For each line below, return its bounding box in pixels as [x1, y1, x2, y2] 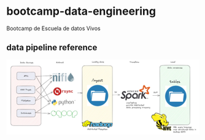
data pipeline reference [6, 42, 98, 53]
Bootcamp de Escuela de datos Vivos [6, 25, 101, 32]
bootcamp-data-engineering [6, 4, 157, 18]
